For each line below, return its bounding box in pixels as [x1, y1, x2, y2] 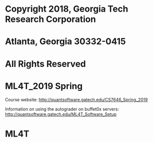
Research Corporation [5, 14, 96, 25]
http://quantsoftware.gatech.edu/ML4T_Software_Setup [5, 111, 117, 117]
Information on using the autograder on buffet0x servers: [5, 106, 119, 112]
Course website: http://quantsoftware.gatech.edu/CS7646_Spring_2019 [5, 96, 148, 103]
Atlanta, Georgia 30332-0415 [5, 36, 126, 47]
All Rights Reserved [5, 58, 86, 69]
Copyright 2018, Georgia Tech [5, 3, 129, 15]
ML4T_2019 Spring [5, 80, 83, 91]
